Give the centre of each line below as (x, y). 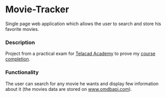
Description (20, 42)
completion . (18, 59)
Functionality (22, 72)
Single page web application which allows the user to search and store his (83, 24)
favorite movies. (22, 29)
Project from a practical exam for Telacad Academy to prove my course (80, 54)
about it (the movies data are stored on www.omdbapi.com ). (69, 89)
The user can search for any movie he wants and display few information (82, 84)
